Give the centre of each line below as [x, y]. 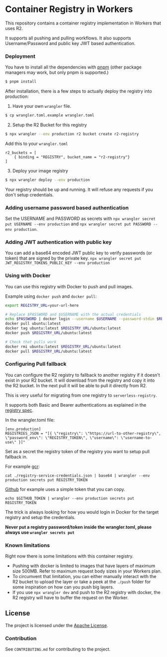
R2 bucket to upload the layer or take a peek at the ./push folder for [82, 582]
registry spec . [19, 410]
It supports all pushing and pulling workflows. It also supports [68, 38]
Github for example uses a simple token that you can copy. [65, 489]
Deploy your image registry [40, 170]
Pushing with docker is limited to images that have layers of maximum [84, 566]
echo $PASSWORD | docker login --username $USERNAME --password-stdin [80, 319]
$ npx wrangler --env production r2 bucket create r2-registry [72, 134]
